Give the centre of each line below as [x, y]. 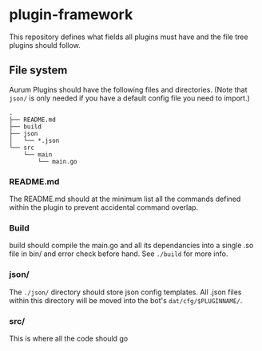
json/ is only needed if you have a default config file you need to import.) [130, 98]
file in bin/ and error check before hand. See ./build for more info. [119, 254]
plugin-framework [71, 15]
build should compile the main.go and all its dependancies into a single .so [131, 246]
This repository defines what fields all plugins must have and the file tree [129, 37]
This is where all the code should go [69, 338]
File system [38, 71]
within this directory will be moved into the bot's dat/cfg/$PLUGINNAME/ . [126, 300]
